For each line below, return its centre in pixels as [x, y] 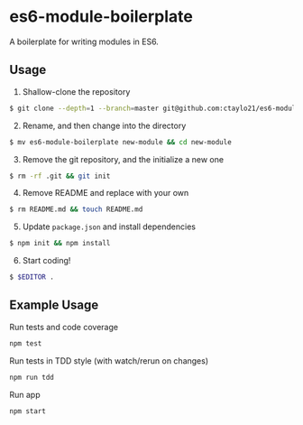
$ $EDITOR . [32, 277]
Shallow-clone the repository [76, 91]
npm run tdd [32, 377]
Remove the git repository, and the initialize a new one [123, 159]
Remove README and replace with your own [106, 193]
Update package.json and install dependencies [109, 226]
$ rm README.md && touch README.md [76, 209]
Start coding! [46, 261]
